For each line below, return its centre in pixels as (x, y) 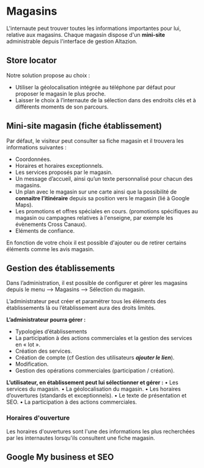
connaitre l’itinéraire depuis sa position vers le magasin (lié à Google (102, 198)
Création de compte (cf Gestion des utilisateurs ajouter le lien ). (95, 358)
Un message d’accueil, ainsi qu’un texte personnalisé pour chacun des (104, 178)
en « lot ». (28, 345)
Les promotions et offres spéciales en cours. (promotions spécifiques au (107, 211)
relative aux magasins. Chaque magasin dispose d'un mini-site (86, 34)
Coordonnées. (33, 159)
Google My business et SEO (60, 457)
